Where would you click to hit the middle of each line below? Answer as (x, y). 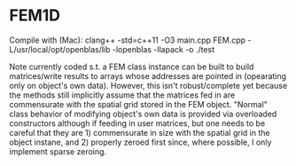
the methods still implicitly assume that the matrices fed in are (122, 95)
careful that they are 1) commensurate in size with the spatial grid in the (140, 132)
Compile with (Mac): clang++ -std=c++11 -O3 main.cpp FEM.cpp (128, 40)
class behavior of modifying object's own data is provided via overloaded (143, 114)
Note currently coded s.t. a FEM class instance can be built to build (132, 67)
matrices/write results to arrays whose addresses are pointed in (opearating (148, 75)
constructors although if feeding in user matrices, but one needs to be (137, 123)
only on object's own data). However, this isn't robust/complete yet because (148, 85)
